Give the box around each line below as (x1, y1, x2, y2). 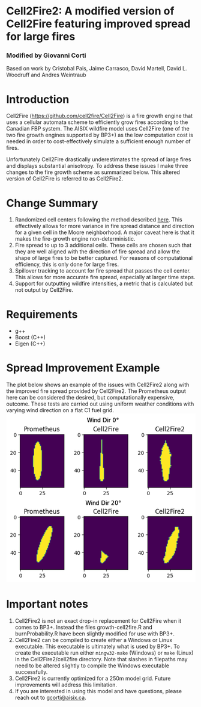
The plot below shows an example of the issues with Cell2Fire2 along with (6, 381, 190, 389)
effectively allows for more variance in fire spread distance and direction (14, 223, 194, 230)
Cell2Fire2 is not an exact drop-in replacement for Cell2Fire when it (14, 617, 182, 624)
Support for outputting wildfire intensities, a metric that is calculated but (14, 280, 193, 287)
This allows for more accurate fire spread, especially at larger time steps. (14, 274, 196, 281)
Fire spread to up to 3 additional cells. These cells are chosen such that (14, 242, 192, 249)
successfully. (14, 668, 48, 675)
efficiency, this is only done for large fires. (14, 261, 119, 268)
